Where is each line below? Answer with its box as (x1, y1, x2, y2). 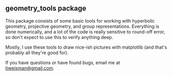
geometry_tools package (5, 4, 86, 13)
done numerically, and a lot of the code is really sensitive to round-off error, (5, 28, 165, 35)
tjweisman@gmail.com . (5, 65, 55, 71)
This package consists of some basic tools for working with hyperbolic (5, 17, 155, 24)
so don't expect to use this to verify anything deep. (5, 34, 113, 40)
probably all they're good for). (5, 49, 69, 55)
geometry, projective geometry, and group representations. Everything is (5, 23, 160, 29)
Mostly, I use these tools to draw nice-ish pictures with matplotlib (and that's (5, 44, 167, 50)
